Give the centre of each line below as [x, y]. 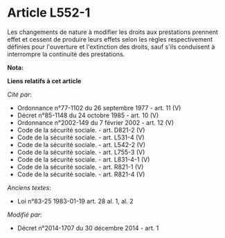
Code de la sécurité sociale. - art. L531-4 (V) [81, 137]
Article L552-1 [49, 13]
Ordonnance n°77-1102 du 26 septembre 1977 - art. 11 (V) [99, 108]
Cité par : [20, 94]
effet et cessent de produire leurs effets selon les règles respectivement [110, 39]
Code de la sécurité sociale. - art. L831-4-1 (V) [83, 159]
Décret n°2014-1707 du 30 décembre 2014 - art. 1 [88, 228]
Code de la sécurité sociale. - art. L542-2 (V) [81, 144]
